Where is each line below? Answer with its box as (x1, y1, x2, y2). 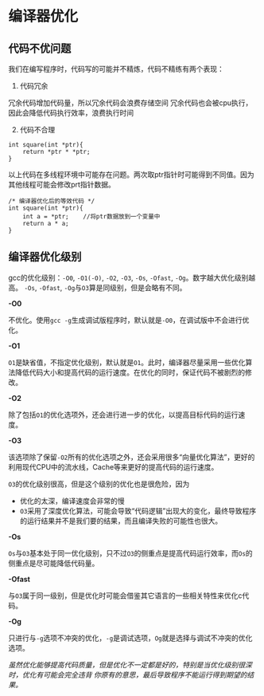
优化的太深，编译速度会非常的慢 (19, 496, 125, 505)
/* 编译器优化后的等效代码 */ (8, 197, 95, 205)
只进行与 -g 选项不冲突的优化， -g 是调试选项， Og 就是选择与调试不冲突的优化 (8, 633, 253, 643)
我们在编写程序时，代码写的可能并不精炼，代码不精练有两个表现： (8, 65, 224, 73)
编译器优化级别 (8, 250, 82, 264)
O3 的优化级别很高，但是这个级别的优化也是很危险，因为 (8, 479, 190, 489)
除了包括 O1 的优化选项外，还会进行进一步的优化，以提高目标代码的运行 (8, 410, 239, 419)
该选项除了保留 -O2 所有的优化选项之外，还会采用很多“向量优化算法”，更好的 (8, 452, 255, 462)
